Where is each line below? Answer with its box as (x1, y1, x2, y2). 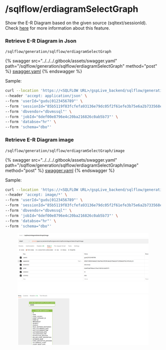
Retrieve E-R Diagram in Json (5, 37, 77, 44)
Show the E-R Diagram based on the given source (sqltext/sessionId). (5, 20, 147, 26)
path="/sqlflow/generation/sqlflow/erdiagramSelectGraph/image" (5, 162, 139, 168)
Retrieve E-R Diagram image (5, 136, 74, 143)
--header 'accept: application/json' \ (5, 93, 87, 98)
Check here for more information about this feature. (5, 25, 110, 31)
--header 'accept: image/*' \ (5, 192, 68, 197)
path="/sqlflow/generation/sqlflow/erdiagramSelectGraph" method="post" (5, 63, 158, 69)
